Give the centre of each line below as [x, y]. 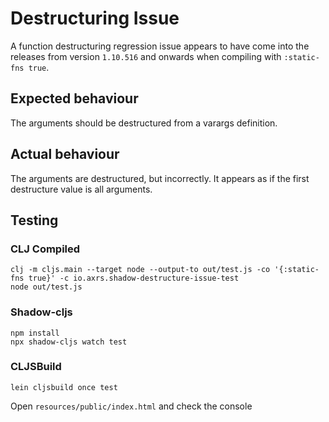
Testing [34, 220]
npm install [35, 333]
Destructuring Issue [95, 18]
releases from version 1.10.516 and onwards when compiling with [146, 56]
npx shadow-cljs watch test [69, 342]
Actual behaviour [65, 154]
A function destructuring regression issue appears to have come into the [160, 46]
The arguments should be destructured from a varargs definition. [144, 123]
